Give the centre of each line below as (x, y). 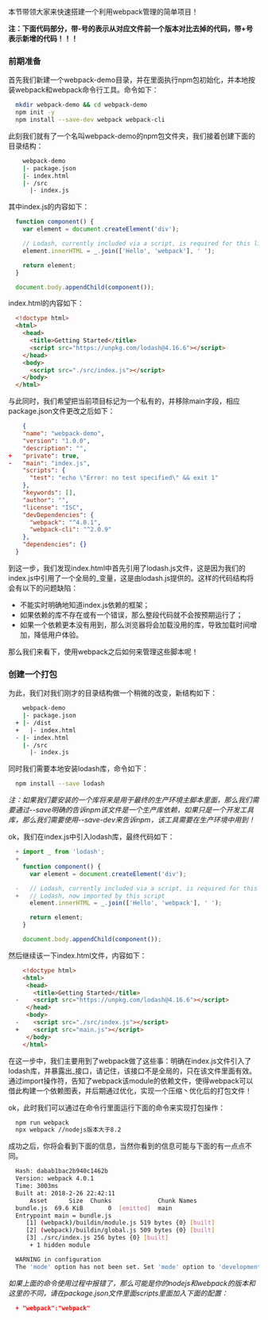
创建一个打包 (33, 674)
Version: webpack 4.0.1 (54, 1179)
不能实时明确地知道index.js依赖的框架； (85, 605)
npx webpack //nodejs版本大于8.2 (68, 1130)
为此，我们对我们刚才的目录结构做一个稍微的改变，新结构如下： (113, 693)
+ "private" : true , (44, 456)
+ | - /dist (33, 722)
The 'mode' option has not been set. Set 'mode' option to (115, 1267)
